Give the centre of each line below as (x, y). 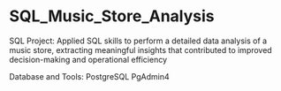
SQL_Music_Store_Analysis (112, 16)
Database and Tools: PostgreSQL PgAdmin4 (89, 76)
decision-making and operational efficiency (88, 59)
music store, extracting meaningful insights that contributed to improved (140, 49)
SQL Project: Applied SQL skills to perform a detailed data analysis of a (138, 41)
